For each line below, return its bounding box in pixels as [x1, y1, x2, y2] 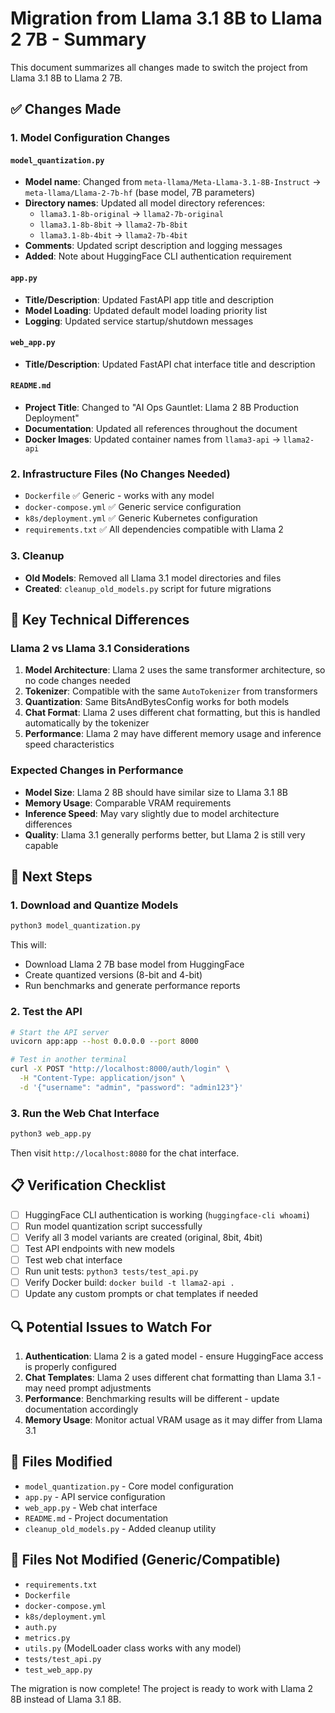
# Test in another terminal [10, 1055, 128, 1065]
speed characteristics [24, 738, 115, 751]
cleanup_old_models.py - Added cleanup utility [24, 1522, 217, 1534]
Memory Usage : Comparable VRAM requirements [24, 797, 232, 809]
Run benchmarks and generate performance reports [24, 980, 241, 992]
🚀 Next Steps [10, 868, 93, 886]
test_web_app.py [24, 1665, 93, 1675]
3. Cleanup [10, 549, 65, 563]
